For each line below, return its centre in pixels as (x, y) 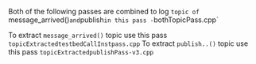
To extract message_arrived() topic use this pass (88, 35)
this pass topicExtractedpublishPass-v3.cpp (81, 52)
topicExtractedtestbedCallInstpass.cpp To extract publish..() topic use (128, 43)
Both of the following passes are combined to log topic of (104, 11)
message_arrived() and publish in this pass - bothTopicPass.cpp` (113, 20)
